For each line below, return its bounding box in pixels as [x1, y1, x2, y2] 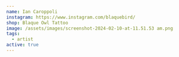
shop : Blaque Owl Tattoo [6, 20, 68, 26]
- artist [11, 36, 34, 42]
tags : [6, 31, 20, 37]
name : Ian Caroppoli [6, 8, 58, 15]
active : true [6, 42, 39, 48]
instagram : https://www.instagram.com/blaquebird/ [6, 14, 136, 20]
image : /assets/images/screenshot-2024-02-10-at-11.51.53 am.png [6, 25, 173, 31]
